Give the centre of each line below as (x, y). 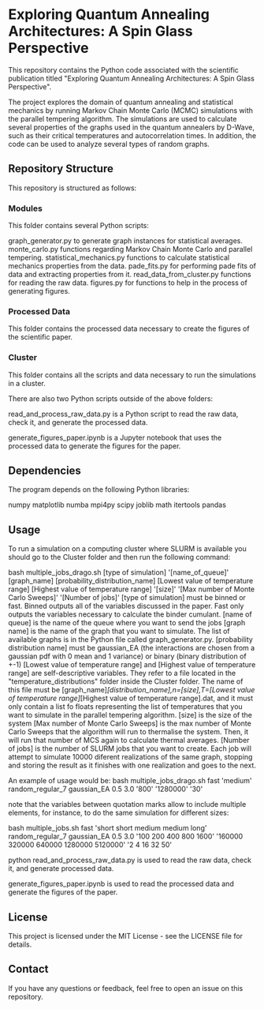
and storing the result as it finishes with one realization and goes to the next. (132, 765)
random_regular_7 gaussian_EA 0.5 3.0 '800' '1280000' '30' (106, 789)
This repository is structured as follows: (73, 188)
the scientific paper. (41, 337)
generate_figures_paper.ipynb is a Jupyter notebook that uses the (115, 437)
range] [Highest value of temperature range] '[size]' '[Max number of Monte (132, 589)
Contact (28, 969)
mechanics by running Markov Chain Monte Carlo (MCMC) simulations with (131, 110)
